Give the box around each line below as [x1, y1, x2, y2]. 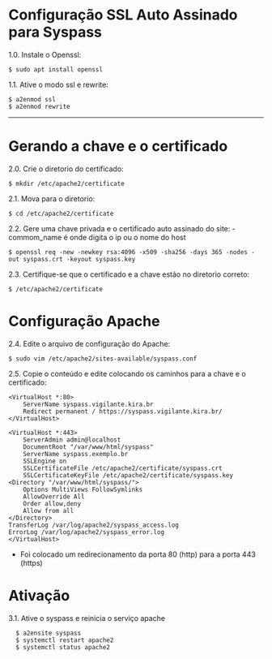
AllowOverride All [23, 493, 85, 501]
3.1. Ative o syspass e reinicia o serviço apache [8, 613, 166, 622]
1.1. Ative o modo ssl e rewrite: [8, 80, 109, 89]
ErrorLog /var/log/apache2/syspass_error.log [8, 528, 164, 536]
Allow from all [23, 506, 74, 515]
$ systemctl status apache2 [15, 643, 111, 651]
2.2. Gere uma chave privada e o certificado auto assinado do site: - [8, 223, 236, 233]
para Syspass [8, 23, 103, 41]
